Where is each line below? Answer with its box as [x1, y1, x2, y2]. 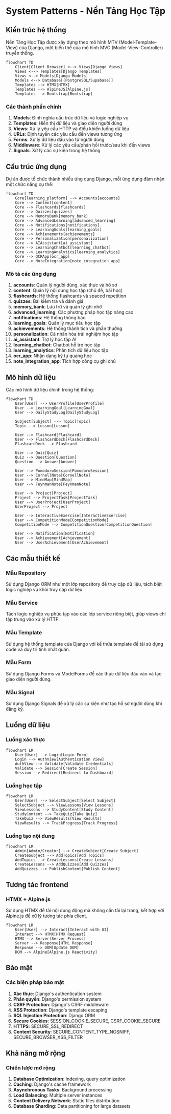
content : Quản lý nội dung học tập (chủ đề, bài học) [13, 287, 123, 294]
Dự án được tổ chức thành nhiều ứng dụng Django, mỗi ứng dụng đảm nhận [6, 176, 165, 182]
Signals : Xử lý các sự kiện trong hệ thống [13, 148, 101, 154]
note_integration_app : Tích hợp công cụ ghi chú [13, 358, 116, 364]
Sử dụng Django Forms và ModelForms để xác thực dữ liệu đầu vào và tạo [6, 670, 162, 676]
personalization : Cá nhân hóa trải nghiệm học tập [13, 331, 119, 337]
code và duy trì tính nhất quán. [6, 646, 70, 652]
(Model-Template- [118, 39, 157, 45]
